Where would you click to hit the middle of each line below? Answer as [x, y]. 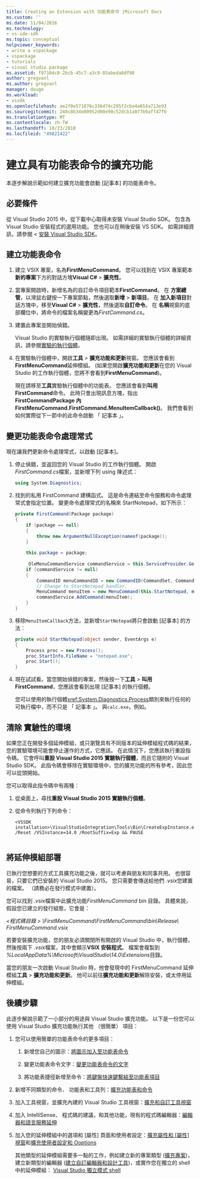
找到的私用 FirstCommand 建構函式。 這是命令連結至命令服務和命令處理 [103, 495]
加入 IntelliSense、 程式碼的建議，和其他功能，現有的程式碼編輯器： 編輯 [104, 1115]
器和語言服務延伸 [36, 1122]
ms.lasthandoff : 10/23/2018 [41, 128]
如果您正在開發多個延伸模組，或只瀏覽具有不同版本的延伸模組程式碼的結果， [100, 743]
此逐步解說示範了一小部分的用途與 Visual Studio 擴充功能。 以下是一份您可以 [100, 1018]
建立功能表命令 [34, 255]
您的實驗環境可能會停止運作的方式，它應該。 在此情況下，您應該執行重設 [96, 750]
